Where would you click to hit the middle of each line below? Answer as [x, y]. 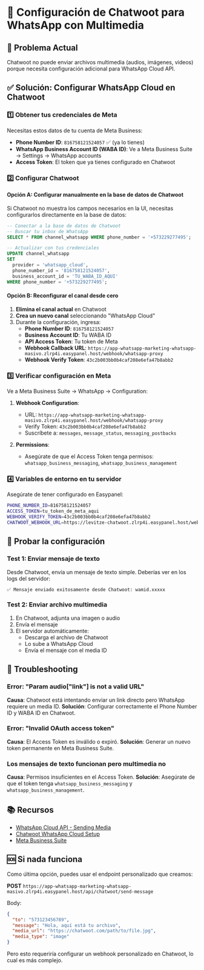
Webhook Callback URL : [56, 348]
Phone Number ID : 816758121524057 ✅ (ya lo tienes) [80, 142]
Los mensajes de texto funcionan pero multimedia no [86, 764]
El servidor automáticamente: [52, 631]
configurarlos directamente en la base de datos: [67, 214]
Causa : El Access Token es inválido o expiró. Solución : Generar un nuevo [99, 741]
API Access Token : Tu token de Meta [71, 341]
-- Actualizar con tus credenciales [53, 248]
